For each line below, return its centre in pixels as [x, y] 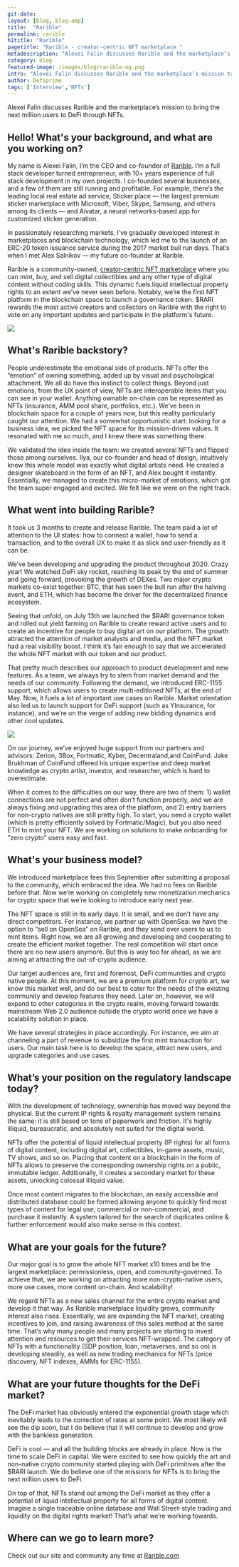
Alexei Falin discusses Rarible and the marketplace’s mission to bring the [114, 107]
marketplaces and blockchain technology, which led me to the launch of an [117, 241]
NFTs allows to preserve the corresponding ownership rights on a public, [114, 1165]
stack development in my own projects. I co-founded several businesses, [115, 181]
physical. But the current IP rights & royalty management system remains [114, 1114]
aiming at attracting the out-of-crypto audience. [78, 959]
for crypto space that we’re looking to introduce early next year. [101, 900]
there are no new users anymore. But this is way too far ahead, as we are [115, 952]
